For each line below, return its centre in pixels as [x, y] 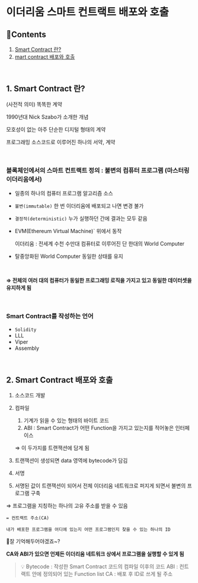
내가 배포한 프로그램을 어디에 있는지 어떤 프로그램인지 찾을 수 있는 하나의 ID [88, 530]
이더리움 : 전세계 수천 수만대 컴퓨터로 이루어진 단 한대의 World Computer [100, 244]
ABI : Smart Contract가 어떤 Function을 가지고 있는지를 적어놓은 [99, 428]
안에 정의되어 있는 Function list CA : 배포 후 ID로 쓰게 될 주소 [102, 574]
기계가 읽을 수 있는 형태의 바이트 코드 [66, 420]
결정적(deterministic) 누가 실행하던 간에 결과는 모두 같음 [81, 219]
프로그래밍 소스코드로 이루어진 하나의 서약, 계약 [61, 142]
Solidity [25, 330]
